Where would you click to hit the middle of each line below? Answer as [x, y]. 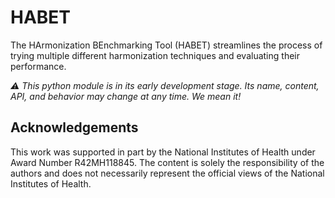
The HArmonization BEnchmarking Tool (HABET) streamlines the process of [166, 45]
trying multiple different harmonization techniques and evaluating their [155, 55]
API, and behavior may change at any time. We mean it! [126, 96]
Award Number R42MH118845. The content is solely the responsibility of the [167, 162]
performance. [38, 66]
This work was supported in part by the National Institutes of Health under [163, 152]
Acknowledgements [74, 127]
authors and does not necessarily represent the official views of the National [167, 173]
